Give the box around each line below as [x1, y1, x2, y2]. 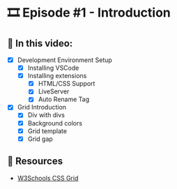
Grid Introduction [17, 103, 67, 112]
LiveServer [38, 87, 70, 96]
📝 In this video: [7, 37, 73, 49]
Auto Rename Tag [38, 95, 90, 104]
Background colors [27, 119, 82, 127]
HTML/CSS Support [38, 80, 95, 88]
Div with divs [27, 111, 65, 119]
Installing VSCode [27, 63, 79, 73]
